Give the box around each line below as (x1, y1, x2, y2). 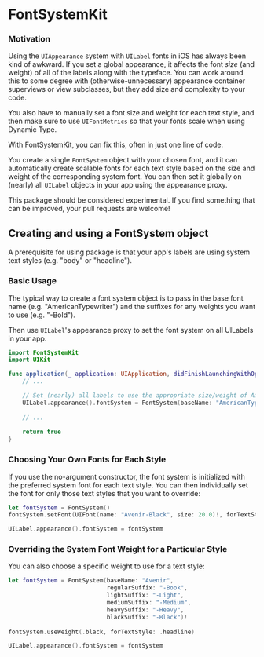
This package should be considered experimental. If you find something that (8, 195, 255, 205)
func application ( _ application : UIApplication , (8, 370, 170, 378)
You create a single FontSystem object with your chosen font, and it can (8, 155, 238, 165)
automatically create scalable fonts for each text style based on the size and (8, 163, 255, 173)
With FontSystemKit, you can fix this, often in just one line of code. (8, 140, 224, 150)
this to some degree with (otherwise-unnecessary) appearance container (8, 76, 246, 86)
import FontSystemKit (8, 349, 79, 356)
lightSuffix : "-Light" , (106, 591, 185, 600)
